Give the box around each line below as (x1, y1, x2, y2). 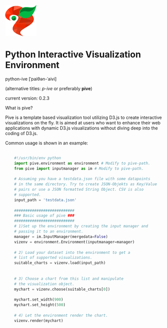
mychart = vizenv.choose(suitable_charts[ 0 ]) (14, 287, 111, 292)
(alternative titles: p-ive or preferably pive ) (5, 85, 93, 92)
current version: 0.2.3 (5, 95, 50, 101)
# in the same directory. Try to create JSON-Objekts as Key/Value (14, 182, 157, 187)
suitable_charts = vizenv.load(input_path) (14, 260, 106, 266)
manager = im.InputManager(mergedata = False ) (14, 234, 108, 239)
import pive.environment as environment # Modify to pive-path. (14, 161, 151, 166)
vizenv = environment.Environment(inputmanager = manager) (14, 239, 135, 244)
